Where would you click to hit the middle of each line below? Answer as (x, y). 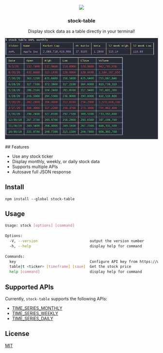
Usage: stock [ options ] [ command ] (40, 226)
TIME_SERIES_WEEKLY (35, 313)
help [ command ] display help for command (76, 272)
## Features (17, 147)
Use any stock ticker (33, 156)
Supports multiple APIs (35, 167)
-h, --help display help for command (76, 246)
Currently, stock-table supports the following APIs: (56, 298)
